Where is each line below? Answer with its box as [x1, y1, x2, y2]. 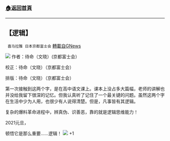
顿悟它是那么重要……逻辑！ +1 [5, 130, 74, 136]
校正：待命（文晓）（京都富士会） [5, 64, 74, 70]
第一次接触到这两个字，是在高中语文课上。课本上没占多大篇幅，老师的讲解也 [5, 86, 165, 92]
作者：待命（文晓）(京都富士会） [11, 54, 80, 60]
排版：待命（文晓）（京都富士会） [5, 75, 74, 81]
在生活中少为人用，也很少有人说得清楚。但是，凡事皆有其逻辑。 [5, 98, 138, 104]
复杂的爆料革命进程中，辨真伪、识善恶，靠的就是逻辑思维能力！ [5, 109, 138, 115]
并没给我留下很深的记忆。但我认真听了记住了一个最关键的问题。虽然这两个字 [5, 92, 165, 98]
